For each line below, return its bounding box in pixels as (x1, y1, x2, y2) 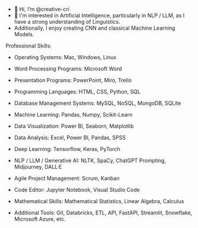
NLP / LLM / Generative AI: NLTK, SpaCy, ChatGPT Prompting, (14, 157, 167, 164)
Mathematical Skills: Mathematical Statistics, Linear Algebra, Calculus (14, 198, 184, 204)
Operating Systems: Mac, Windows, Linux (14, 54, 117, 60)
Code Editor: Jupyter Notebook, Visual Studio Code (14, 187, 140, 193)
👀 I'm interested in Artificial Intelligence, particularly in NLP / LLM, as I (14, 12, 185, 19)
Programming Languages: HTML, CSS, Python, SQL (14, 88, 140, 95)
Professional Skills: (5, 42, 52, 49)
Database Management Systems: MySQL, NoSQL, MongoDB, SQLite (14, 99, 181, 107)
